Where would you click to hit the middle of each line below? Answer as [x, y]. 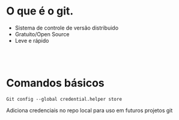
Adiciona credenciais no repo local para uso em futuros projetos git [89, 110]
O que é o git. [40, 11]
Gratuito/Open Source [42, 34]
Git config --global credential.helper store [64, 99]
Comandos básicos [56, 83]
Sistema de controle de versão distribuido [67, 28]
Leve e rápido [32, 40]
